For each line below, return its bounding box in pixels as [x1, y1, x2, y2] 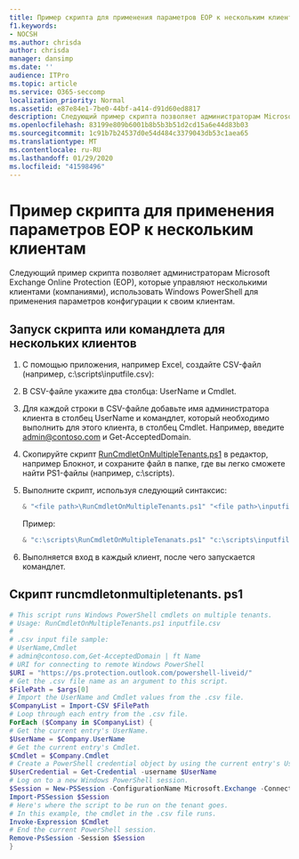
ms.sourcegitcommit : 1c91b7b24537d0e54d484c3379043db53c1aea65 [9, 129, 249, 138]
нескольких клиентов [9, 336, 137, 351]
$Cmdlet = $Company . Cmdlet [9, 751, 109, 760]
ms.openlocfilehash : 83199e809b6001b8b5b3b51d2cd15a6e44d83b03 [9, 121, 249, 130]
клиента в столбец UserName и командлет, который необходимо [21, 413, 270, 424]
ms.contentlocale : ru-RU [9, 145, 101, 154]
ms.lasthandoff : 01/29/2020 [9, 153, 114, 163]
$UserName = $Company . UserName [9, 734, 125, 743]
